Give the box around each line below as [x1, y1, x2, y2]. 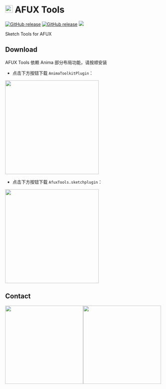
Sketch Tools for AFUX [5, 31, 52, 37]
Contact [5, 292, 31, 300]
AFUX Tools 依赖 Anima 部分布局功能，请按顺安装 [5, 59, 107, 65]
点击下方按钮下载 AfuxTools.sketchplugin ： [12, 179, 103, 185]
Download [5, 46, 37, 54]
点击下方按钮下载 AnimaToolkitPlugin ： [12, 70, 94, 76]
